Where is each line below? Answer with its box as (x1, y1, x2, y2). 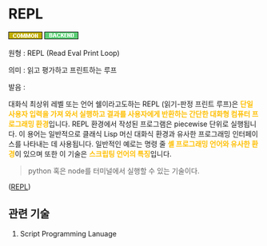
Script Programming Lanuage (19, 228, 118, 238)
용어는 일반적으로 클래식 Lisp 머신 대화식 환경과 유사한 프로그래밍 (26, 129, 231, 138)
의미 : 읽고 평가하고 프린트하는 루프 (8, 65, 118, 74)
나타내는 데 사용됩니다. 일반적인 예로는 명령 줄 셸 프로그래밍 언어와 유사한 (22, 139, 250, 149)
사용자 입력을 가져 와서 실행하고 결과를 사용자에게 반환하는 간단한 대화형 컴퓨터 (8, 109, 250, 118)
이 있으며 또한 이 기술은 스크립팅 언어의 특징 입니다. (14, 149, 172, 158)
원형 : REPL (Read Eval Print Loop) (8, 48, 120, 58)
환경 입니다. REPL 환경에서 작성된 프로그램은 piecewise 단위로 (35, 119, 229, 129)
